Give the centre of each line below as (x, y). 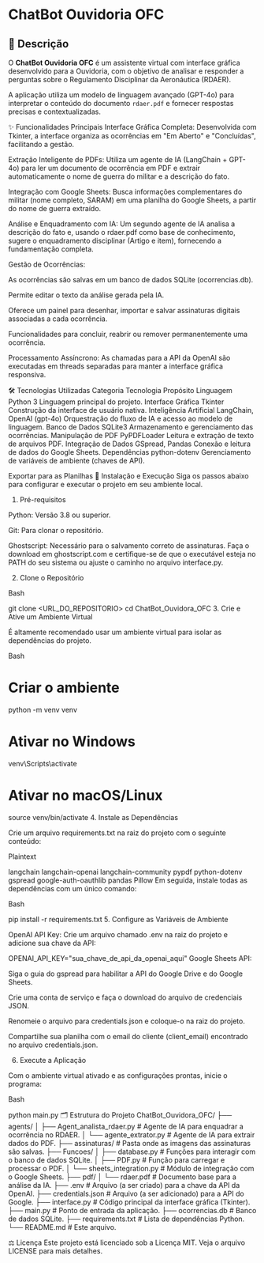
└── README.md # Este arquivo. (62, 1227)
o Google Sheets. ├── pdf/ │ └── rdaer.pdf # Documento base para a (122, 1177)
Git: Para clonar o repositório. (56, 530)
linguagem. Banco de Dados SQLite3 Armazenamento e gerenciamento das (131, 427)
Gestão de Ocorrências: (47, 264)
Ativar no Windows (72, 742)
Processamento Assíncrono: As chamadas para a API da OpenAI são (119, 358)
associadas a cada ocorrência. (58, 319)
